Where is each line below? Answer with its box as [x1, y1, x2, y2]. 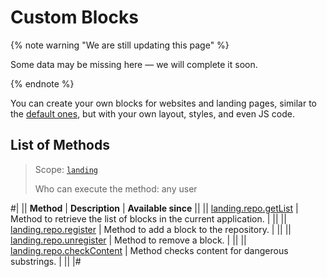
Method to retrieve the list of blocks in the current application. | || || [10, 212, 287, 225]
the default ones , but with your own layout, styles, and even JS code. [10, 107, 295, 120]
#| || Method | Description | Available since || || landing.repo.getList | [10, 202, 299, 214]
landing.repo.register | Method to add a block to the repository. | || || [10, 223, 292, 235]
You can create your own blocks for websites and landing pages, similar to [10, 97, 317, 109]
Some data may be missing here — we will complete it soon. [10, 58, 258, 70]
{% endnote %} [10, 77, 75, 90]
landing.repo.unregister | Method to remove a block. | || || [10, 234, 247, 246]
